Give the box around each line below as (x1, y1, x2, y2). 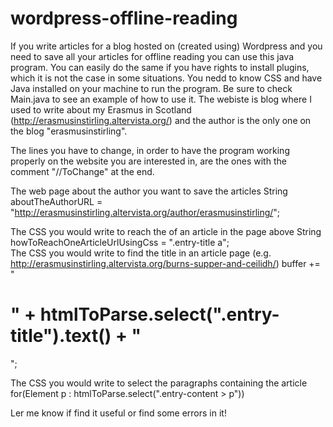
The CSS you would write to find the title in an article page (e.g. (10, 247, 272, 259)
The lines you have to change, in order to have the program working (10, 144, 290, 156)
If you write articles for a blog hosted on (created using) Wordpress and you (10, 40, 323, 52)
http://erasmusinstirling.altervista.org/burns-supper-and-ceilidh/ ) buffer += (10, 257, 321, 269)
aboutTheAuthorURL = (10, 195, 103, 207)
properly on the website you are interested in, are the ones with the (10, 155, 287, 167)
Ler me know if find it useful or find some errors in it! (10, 407, 227, 419)
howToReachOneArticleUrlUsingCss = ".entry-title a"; (10, 236, 230, 248)
